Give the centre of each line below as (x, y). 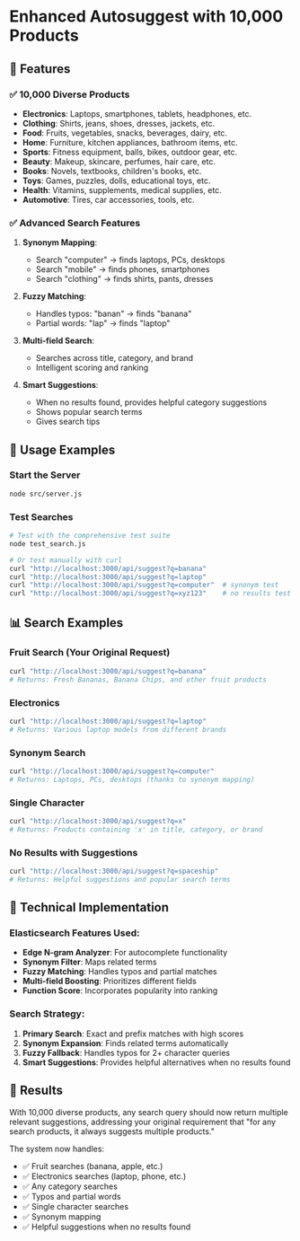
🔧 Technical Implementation (89, 907)
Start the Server (45, 475)
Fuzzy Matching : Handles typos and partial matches (119, 972)
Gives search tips (68, 422)
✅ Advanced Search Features (75, 223)
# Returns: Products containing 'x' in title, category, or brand (136, 829)
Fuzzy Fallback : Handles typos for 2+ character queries (126, 1052)
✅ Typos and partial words (71, 1196)
